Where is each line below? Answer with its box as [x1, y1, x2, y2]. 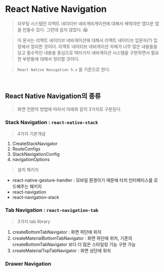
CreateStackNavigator [12, 140, 58, 147]
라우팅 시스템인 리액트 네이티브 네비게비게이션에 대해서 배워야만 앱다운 [17, 20, 154, 26]
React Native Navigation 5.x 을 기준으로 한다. [17, 66, 110, 72]
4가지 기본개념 [17, 131, 46, 137]
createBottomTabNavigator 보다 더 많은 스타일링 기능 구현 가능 [12, 242, 136, 248]
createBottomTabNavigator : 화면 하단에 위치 [12, 229, 102, 235]
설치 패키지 [17, 167, 39, 173]
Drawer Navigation [5, 261, 52, 268]
